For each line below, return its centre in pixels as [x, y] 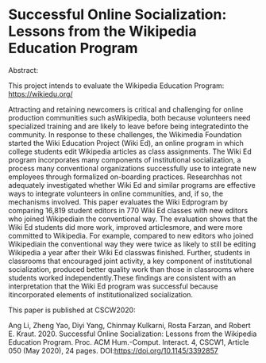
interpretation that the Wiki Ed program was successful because [113, 286]
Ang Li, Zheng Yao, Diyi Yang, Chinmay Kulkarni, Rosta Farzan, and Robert [130, 325]
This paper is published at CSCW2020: [72, 310]
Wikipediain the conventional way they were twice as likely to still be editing [132, 244]
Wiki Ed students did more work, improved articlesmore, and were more [125, 227]
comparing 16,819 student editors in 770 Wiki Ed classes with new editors [128, 210]
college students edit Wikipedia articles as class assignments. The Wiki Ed [130, 151]
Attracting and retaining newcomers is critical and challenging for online [126, 109]
